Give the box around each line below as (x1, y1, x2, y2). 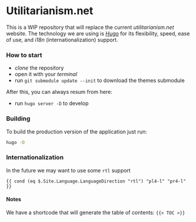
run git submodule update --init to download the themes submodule (14, 77, 185, 84)
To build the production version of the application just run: (6, 128, 148, 135)
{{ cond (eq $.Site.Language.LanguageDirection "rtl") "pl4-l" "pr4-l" (6, 178, 186, 184)
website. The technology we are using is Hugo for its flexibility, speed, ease (6, 30, 190, 37)
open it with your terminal (14, 71, 78, 78)
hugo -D (6, 139, 25, 145)
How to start (6, 51, 43, 59)
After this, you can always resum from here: (6, 89, 113, 96)
